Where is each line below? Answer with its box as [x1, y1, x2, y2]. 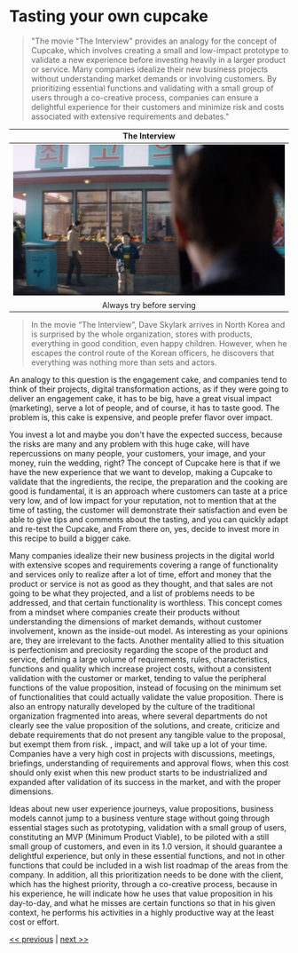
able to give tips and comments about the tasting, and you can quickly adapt [9, 514, 288, 525]
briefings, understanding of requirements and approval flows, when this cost [9, 758, 289, 769]
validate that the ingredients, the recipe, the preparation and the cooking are [9, 477, 288, 488]
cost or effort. [9, 917, 59, 927]
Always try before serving [101, 299, 197, 310]
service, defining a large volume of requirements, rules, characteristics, [9, 655, 271, 665]
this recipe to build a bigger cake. [9, 533, 131, 544]
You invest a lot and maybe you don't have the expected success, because [9, 429, 283, 441]
